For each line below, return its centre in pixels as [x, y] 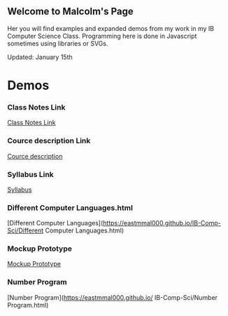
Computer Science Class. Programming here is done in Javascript [102, 36]
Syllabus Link [30, 174]
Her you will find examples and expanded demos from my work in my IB [111, 28]
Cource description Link [49, 141]
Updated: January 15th [40, 57]
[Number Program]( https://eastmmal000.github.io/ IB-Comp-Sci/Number [113, 297]
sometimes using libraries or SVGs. [58, 43]
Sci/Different [26, 230]
